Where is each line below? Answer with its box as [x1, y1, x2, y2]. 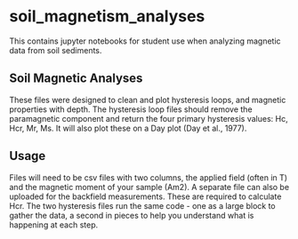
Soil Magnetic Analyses [9, 71, 143, 86]
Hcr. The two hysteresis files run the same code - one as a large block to [9, 200, 276, 211]
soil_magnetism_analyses [9, 6, 205, 27]
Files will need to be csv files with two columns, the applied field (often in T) [9, 171, 287, 183]
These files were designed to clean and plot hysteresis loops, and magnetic [9, 94, 286, 105]
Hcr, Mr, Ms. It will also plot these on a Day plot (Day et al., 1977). [9, 123, 247, 133]
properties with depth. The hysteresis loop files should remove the [9, 104, 253, 115]
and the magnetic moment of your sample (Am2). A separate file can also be [9, 181, 290, 192]
